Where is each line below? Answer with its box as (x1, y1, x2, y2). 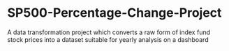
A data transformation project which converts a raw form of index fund (7, 28, 211, 36)
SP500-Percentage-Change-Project (7, 5, 222, 21)
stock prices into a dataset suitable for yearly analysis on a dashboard (7, 35, 209, 43)
